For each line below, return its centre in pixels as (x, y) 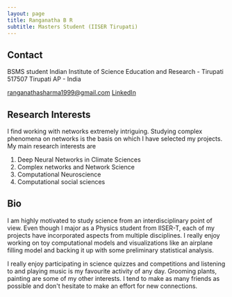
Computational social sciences (61, 182)
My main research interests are (51, 146)
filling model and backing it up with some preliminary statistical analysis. (110, 250)
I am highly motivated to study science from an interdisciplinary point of (110, 220)
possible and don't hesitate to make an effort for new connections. (102, 286)
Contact (25, 55)
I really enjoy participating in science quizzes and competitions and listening (116, 264)
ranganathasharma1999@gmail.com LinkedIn (72, 93)
